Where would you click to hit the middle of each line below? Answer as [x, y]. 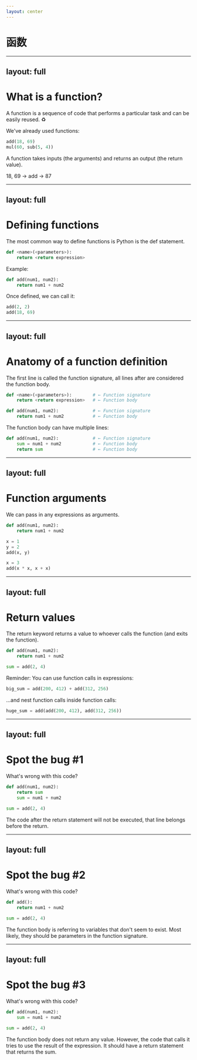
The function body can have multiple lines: [57, 428]
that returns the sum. [31, 1052]
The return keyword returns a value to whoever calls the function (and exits [97, 634]
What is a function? [55, 97]
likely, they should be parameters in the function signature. [77, 935]
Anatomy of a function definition [87, 361]
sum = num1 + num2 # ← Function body [77, 444]
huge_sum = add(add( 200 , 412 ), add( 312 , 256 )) [64, 711]
